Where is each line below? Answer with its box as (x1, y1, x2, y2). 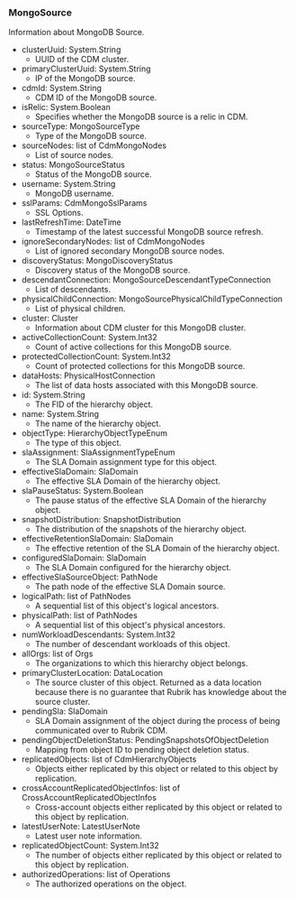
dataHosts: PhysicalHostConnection (21, 370, 156, 381)
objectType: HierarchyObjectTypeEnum (21, 428, 168, 439)
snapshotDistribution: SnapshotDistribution (21, 514, 182, 525)
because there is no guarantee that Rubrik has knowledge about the (34, 687, 287, 698)
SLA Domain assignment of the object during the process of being (34, 716, 281, 727)
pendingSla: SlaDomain (21, 706, 109, 717)
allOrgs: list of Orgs (21, 648, 94, 660)
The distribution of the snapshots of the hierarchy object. (34, 523, 247, 534)
